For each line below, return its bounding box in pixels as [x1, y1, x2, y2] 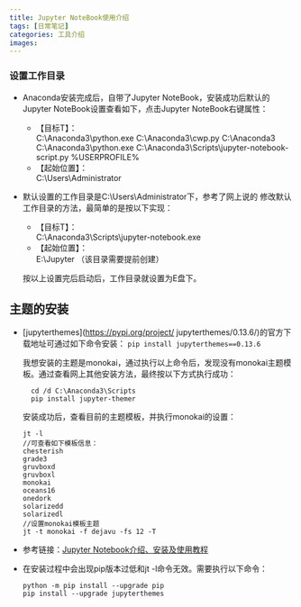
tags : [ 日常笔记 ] [9, 22, 69, 31]
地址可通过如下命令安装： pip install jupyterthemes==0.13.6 [30, 339, 261, 349]
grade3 [22, 455, 48, 464]
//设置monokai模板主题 [22, 520, 100, 529]
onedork [22, 494, 51, 503]
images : [9, 38, 39, 48]
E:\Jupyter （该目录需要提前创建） [35, 253, 164, 264]
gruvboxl [22, 470, 56, 480]
